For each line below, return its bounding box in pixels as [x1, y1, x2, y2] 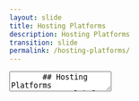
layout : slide [9, 13, 63, 22]
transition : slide [9, 38, 78, 47]
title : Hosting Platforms [9, 21, 106, 30]
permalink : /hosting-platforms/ [9, 46, 130, 55]
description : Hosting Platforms [9, 29, 130, 38]
